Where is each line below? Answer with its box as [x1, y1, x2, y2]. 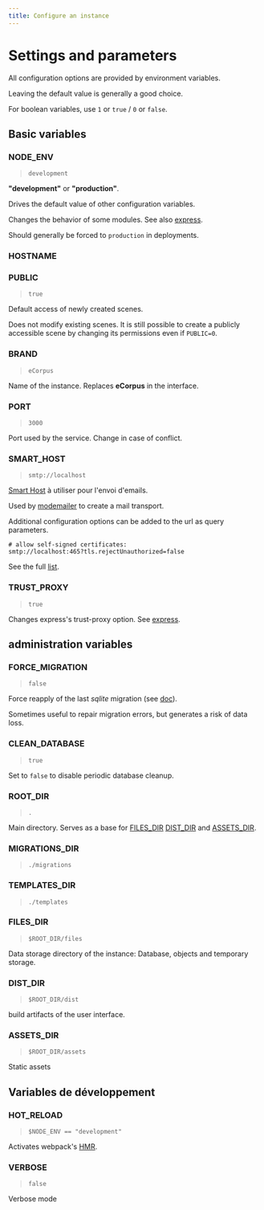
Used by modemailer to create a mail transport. [8, 501, 164, 511]
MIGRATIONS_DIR [8, 843, 79, 854]
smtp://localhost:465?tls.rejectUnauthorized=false [8, 548, 185, 556]
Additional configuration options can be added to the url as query [8, 517, 225, 526]
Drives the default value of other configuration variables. [8, 199, 196, 209]
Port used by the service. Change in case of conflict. [8, 433, 183, 443]
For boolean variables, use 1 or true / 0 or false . [8, 104, 168, 113]
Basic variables [8, 127, 87, 141]
